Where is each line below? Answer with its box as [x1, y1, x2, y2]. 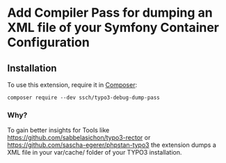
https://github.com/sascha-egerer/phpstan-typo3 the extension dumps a [7, 141, 217, 149]
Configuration [7, 35, 90, 50]
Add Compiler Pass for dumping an [7, 5, 213, 21]
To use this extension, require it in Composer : [7, 81, 138, 88]
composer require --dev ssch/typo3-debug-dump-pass [7, 94, 160, 101]
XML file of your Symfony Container [7, 20, 219, 36]
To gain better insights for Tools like [7, 126, 110, 134]
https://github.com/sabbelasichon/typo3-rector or [7, 134, 151, 142]
